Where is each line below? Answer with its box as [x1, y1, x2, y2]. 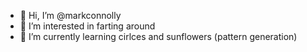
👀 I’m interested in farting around [19, 20, 156, 32]
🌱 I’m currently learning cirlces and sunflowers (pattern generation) [19, 31, 298, 42]
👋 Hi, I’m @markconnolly [19, 10, 122, 21]
